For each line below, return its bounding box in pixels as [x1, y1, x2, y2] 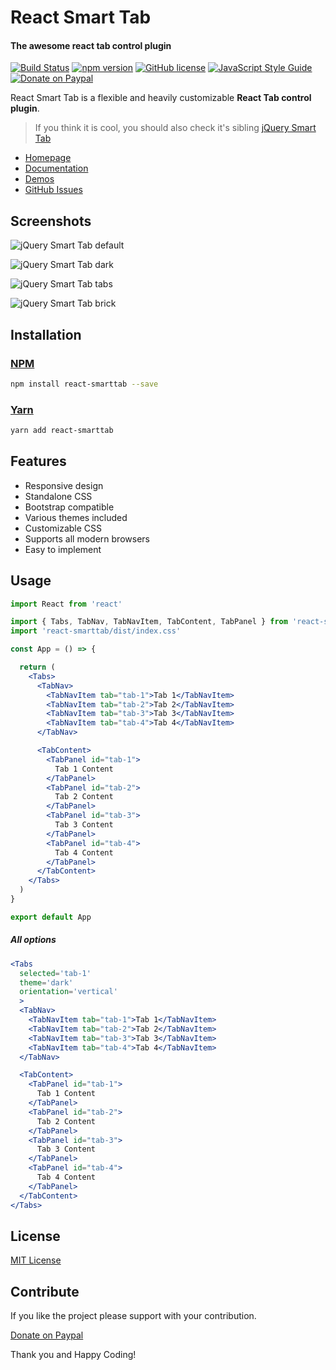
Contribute [10, 1283, 80, 1300]
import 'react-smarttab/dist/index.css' [10, 626, 182, 636]
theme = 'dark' [19, 977, 74, 988]
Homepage [24, 152, 72, 164]
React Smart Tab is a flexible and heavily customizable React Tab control [10, 92, 312, 104]
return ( [19, 662, 56, 673]
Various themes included [24, 511, 128, 523]
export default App [10, 912, 92, 922]
